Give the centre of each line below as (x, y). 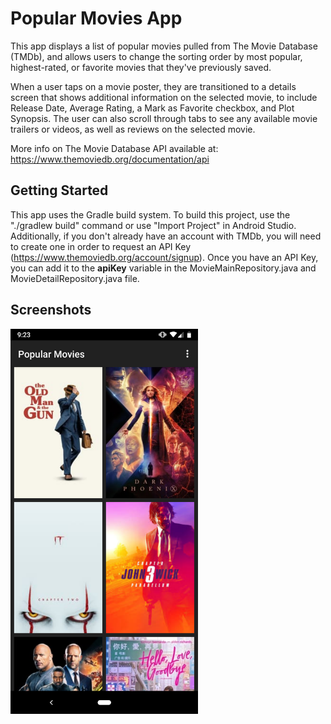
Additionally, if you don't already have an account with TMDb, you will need (166, 236)
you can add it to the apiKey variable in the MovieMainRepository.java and (163, 268)
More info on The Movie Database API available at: (114, 148)
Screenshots (51, 310)
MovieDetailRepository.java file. (75, 278)
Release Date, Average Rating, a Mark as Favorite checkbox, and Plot (152, 108)
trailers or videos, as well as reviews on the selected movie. (133, 129)
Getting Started (59, 190)
